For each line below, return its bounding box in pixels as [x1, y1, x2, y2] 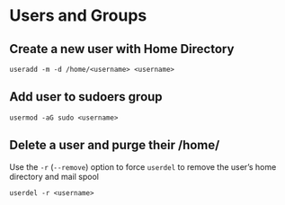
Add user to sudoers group [9, 89, 164, 104]
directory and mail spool [9, 171, 99, 182]
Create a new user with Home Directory [9, 41, 235, 57]
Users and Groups [9, 5, 147, 26]
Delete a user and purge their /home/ [9, 138, 220, 153]
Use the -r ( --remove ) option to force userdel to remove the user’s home [9, 161, 277, 172]
